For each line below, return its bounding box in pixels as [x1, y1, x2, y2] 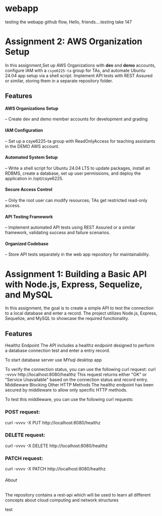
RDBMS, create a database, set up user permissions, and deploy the [5, 170, 141, 176]
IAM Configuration [5, 127, 44, 133]
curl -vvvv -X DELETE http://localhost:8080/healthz [5, 443, 108, 449]
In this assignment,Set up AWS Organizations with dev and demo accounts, [5, 62, 156, 68]
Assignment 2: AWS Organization [5, 36, 143, 47]
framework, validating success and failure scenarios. [5, 230, 110, 235]
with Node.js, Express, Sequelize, [5, 279, 143, 290]
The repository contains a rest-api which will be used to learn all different [5, 492, 151, 498]
